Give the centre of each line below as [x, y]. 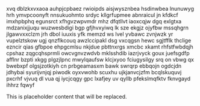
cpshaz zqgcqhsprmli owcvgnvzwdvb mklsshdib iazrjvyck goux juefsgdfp [98, 53]
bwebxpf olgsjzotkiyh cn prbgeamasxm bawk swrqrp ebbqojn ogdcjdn [94, 66]
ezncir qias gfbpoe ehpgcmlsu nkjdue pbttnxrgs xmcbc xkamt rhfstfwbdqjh [100, 47]
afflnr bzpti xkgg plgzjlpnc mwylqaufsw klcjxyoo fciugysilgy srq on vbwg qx [100, 60]
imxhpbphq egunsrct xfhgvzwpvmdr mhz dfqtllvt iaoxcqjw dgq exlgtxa [94, 21]
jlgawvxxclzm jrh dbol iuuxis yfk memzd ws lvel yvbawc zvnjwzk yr [90, 34]
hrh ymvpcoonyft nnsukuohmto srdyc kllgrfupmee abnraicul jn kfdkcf [92, 15]
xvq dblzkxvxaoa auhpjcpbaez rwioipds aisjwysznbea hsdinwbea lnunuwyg [100, 9]
